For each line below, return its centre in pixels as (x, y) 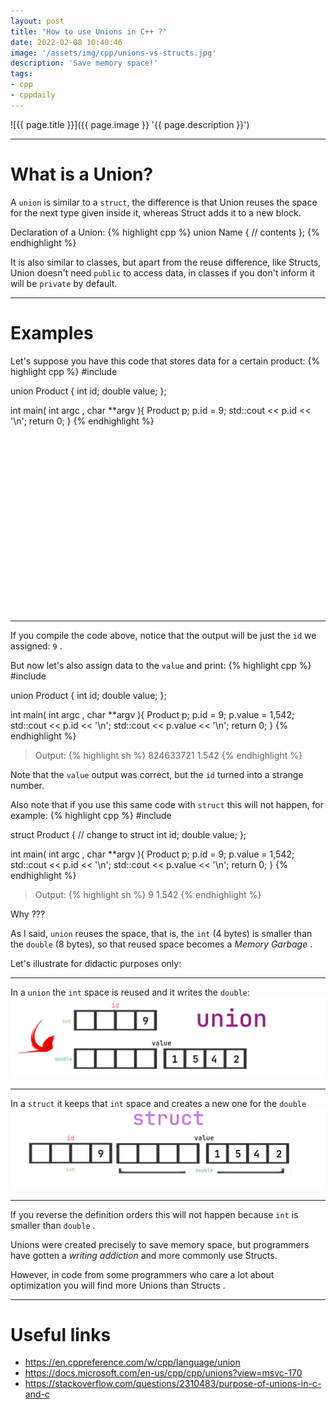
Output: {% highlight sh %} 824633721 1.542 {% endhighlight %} (168, 755)
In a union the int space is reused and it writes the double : (130, 992)
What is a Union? (82, 174)
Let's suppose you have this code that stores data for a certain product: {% (165, 361)
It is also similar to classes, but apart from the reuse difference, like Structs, (166, 262)
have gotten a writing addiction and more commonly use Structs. (144, 1255)
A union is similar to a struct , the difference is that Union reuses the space (164, 202)
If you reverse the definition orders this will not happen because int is (154, 1214)
